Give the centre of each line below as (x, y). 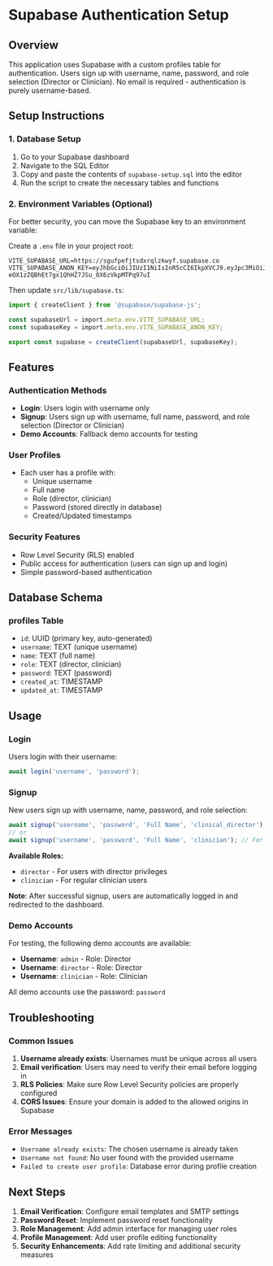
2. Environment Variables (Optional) (80, 203)
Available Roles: (36, 855)
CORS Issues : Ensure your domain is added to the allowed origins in (134, 1101)
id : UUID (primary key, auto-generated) (86, 638)
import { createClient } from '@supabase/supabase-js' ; (105, 305)
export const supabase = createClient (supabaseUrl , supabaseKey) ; (123, 342)
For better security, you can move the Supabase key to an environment (127, 221)
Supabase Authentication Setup (119, 15)
